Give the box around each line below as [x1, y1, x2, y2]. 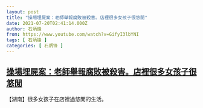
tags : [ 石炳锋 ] [6, 37, 47, 43]
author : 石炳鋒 [6, 25, 42, 32]
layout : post [6, 8, 39, 15]
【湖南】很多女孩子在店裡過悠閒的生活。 [6, 95, 107, 103]
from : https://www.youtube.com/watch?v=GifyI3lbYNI [6, 32, 139, 38]
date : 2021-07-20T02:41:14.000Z [6, 20, 88, 26]
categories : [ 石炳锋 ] [6, 43, 63, 49]
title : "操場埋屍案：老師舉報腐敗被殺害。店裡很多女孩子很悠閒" [6, 15, 148, 21]
